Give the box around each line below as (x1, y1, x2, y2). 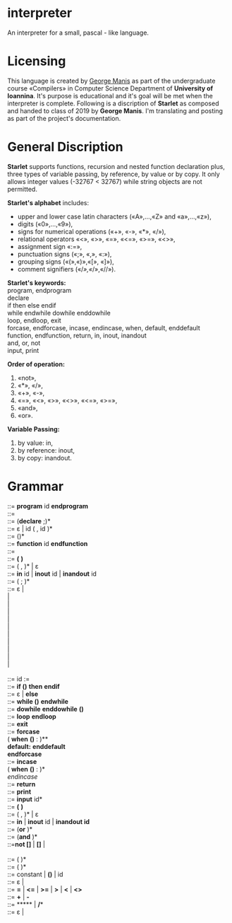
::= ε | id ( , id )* (7, 524, 53, 533)
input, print (7, 346, 39, 354)
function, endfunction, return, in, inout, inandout (7, 331, 147, 339)
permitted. (7, 185, 37, 193)
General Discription (7, 139, 123, 155)
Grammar (7, 479, 64, 494)
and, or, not (7, 338, 41, 347)
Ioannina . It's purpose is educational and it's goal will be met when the (7, 91, 214, 100)
